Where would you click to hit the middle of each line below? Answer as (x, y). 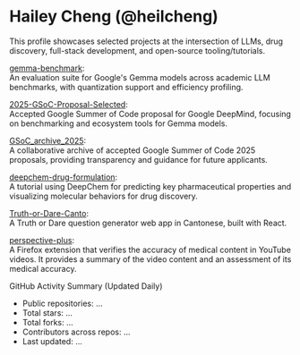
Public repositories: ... (62, 303)
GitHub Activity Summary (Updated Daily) (86, 286)
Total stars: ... (47, 313)
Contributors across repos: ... (76, 332)
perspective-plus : (42, 240)
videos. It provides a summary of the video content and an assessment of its (150, 259)
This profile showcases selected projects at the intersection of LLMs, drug (146, 41)
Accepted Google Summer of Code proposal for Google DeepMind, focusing (150, 114)
